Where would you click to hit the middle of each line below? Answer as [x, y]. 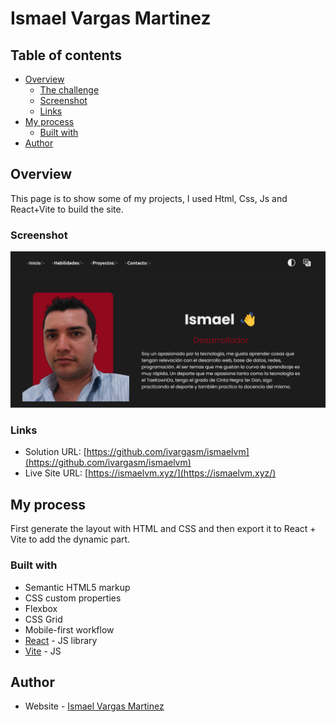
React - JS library [61, 640]
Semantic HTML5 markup [77, 587]
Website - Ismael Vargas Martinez [94, 706]
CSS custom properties [73, 598]
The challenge [69, 90]
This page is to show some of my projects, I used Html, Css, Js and [149, 198]
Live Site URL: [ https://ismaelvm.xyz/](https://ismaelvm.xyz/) [150, 473]
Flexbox [41, 608]
